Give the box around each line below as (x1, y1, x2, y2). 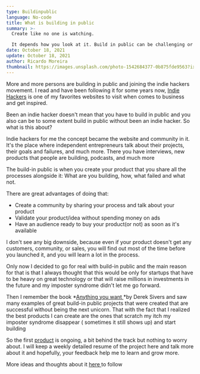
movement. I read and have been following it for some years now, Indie (6, 86, 180, 94)
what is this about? (6, 123, 52, 131)
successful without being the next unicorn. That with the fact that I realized (6, 305, 190, 313)
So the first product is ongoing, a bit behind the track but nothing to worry (6, 336, 187, 344)
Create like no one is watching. (11, 31, 95, 37)
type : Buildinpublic (6, 8, 58, 15)
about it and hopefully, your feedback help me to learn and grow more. (6, 349, 180, 356)
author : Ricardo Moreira (6, 58, 68, 64)
